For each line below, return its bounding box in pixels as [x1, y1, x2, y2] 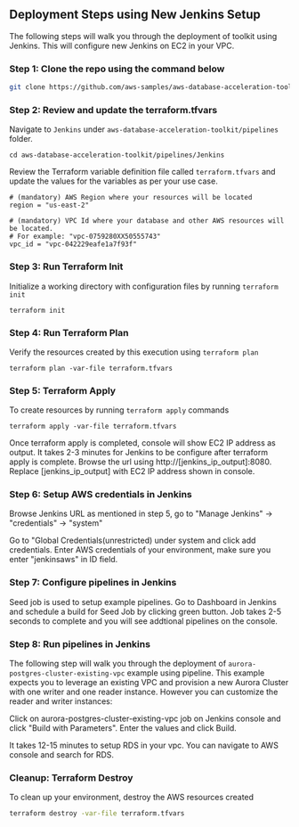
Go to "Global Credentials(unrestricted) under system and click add [9, 535, 256, 546]
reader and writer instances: [9, 696, 113, 707]
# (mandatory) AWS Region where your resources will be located [9, 193, 253, 202]
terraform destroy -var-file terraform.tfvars [9, 809, 185, 818]
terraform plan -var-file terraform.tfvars [9, 364, 174, 373]
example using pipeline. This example [126, 667, 265, 678]
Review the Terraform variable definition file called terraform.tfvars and [9, 167, 276, 177]
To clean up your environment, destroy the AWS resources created [9, 792, 255, 803]
